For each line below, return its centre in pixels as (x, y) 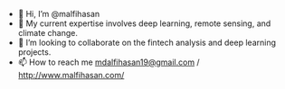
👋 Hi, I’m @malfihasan (59, 14)
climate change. (48, 33)
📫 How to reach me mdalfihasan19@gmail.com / (109, 62)
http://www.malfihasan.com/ (71, 75)
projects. (34, 52)
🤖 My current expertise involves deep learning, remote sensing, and (144, 23)
